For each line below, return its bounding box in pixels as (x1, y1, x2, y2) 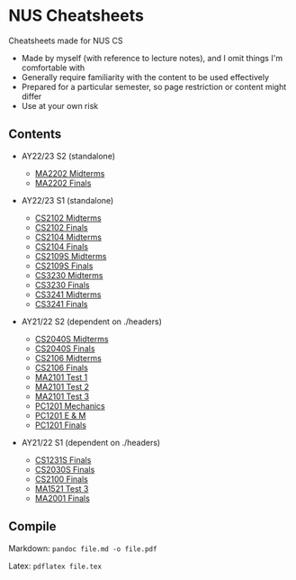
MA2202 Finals (34, 177, 92, 188)
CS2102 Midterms (34, 213, 102, 223)
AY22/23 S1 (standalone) (21, 195, 114, 205)
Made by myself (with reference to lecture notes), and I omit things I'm (21, 52, 283, 63)
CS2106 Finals (34, 362, 89, 373)
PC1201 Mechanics (34, 400, 105, 411)
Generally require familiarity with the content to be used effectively (21, 71, 270, 82)
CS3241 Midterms (34, 289, 102, 300)
